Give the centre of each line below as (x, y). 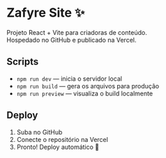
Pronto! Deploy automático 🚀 (58, 147)
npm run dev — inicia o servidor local (69, 79)
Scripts (23, 62)
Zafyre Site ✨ (46, 13)
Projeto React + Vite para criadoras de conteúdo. (77, 32)
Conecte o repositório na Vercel (62, 139)
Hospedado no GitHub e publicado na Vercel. (71, 40)
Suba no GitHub (39, 132)
